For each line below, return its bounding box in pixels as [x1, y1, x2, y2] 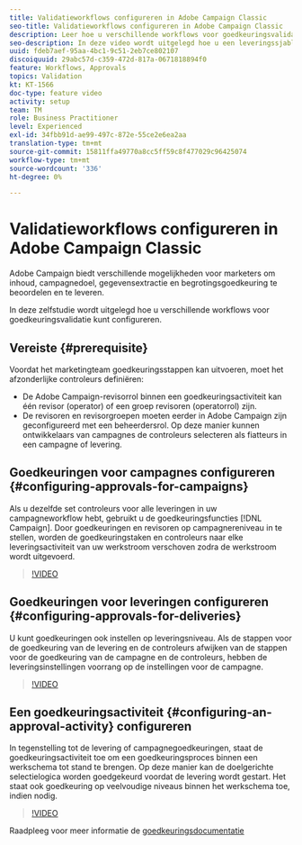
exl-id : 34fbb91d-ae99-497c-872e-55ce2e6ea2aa [9, 131, 187, 140]
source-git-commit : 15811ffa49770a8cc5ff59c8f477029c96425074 [9, 147, 247, 156]
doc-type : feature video [9, 88, 102, 97]
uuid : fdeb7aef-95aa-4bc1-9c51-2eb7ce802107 [9, 47, 179, 56]
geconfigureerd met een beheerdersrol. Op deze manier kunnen [22, 420, 261, 431]
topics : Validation [9, 72, 83, 81]
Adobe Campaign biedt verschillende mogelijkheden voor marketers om [9, 268, 276, 279]
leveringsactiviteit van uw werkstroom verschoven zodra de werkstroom [9, 541, 277, 552]
